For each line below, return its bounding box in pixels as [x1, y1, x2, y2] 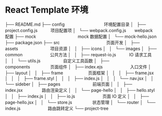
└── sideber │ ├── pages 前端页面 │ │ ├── [5, 81, 132, 87]
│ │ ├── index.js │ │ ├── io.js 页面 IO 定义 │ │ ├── [5, 93, 149, 99]
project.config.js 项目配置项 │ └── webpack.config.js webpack [5, 27, 153, 33]
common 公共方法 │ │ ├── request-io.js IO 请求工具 [5, 51, 152, 57]
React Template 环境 [5, 4, 89, 16]
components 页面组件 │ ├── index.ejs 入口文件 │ [5, 64, 151, 69]
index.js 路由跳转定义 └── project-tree [5, 105, 109, 111]
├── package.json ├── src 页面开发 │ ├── [5, 39, 140, 45]
